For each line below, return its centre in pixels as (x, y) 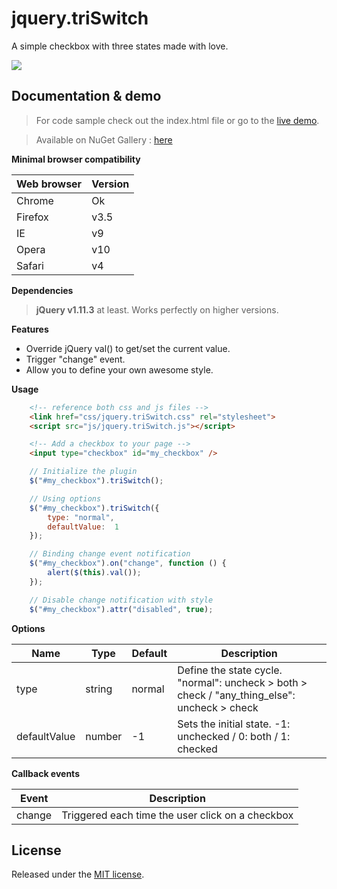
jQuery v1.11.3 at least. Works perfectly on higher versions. (157, 309)
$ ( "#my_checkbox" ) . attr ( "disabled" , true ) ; (121, 609)
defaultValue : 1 (83, 527)
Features (30, 329)
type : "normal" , (81, 517)
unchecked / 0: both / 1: (234, 736)
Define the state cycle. (230, 670)
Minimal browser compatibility (76, 159)
